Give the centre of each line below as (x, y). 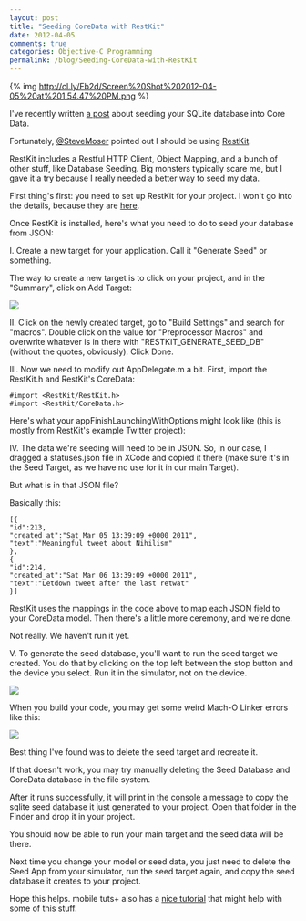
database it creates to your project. (75, 881)
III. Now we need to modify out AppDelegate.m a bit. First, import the (138, 369)
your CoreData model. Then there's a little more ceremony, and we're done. (151, 618)
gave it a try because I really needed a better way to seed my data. (135, 178)
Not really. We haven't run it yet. (70, 636)
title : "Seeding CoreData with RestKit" (87, 26)
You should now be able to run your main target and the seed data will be (147, 834)
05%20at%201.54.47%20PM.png (73, 96)
